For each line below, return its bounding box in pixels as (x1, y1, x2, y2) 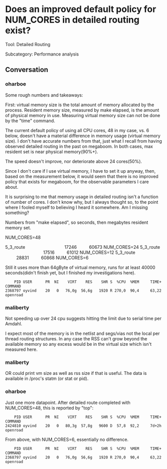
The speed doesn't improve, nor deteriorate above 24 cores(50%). (5, 158, 142, 164)
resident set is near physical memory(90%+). (5, 149, 98, 155)
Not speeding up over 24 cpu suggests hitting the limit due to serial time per (5, 315, 162, 321)
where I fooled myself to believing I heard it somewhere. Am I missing (5, 204, 148, 210)
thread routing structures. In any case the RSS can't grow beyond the (5, 335, 148, 341)
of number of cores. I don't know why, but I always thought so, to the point (5, 199, 159, 205)
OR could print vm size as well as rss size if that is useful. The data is (5, 370, 147, 376)
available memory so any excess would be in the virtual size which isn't (5, 341, 152, 347)
